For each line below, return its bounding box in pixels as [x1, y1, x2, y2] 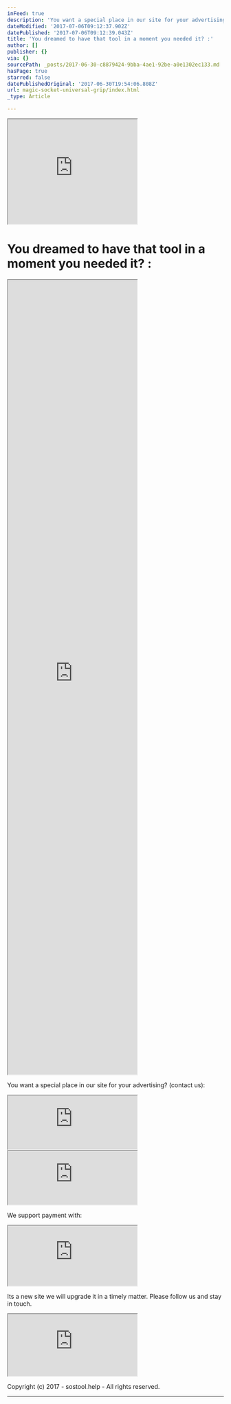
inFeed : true [7, 10, 45, 17]
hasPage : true [7, 67, 48, 74]
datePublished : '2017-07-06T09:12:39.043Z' [7, 29, 134, 36]
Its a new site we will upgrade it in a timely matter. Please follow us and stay [7, 1292, 222, 1300]
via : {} [7, 55, 30, 62]
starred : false [7, 74, 51, 81]
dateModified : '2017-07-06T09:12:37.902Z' [7, 23, 131, 30]
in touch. [7, 1300, 32, 1308]
